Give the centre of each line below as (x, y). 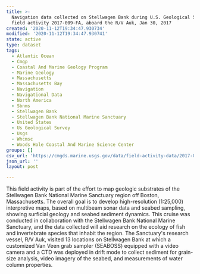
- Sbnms (21, 106)
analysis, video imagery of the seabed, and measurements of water (100, 259)
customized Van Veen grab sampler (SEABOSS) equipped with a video (93, 246)
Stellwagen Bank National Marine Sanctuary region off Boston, (83, 195)
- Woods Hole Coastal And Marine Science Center (73, 144)
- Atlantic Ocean (33, 56)
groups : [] (20, 150)
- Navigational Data (37, 95)
